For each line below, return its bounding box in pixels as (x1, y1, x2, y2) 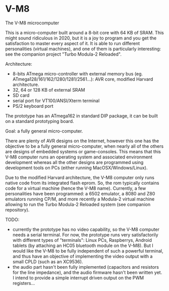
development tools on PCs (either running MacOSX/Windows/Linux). (5, 164, 148, 171)
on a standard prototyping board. (5, 118, 74, 124)
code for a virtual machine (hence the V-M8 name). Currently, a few (5, 185, 146, 191)
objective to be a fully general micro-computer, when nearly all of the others (5, 143, 164, 149)
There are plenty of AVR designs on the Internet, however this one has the (5, 138, 159, 144)
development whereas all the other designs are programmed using (5, 159, 144, 165)
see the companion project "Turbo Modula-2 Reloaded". (5, 51, 122, 57)
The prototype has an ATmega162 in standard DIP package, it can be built (5, 112, 158, 119)
